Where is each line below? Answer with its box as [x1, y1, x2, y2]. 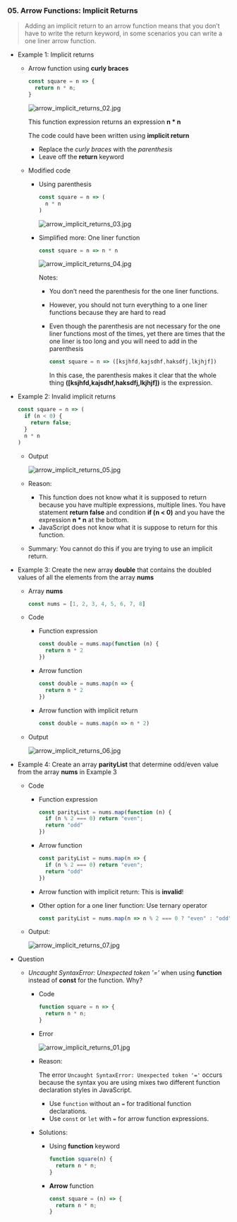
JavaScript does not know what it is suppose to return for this [38, 523, 218, 531]
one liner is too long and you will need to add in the [49, 337, 197, 345]
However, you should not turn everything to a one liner [49, 301, 208, 309]
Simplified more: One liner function [38, 233, 140, 242]
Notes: [38, 273, 59, 282]
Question [17, 955, 44, 964]
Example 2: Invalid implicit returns [17, 392, 116, 401]
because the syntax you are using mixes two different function [38, 1078, 221, 1087]
